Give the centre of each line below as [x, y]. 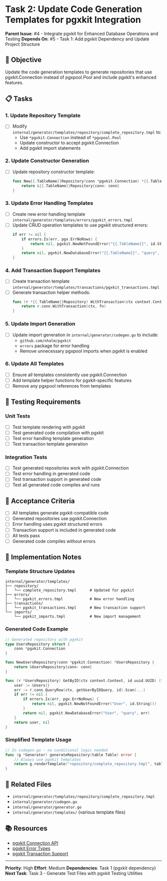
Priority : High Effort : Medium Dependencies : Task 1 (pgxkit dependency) [81, 868]
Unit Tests [18, 416]
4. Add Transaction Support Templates [53, 270]
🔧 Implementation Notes [43, 557]
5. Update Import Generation [40, 324]
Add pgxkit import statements [50, 148]
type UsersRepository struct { [38, 644]
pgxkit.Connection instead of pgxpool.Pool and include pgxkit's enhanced [81, 77]
